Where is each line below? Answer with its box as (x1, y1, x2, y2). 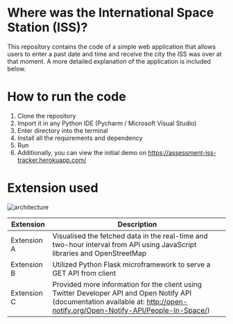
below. (7, 64, 26, 73)
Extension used (7, 180, 98, 196)
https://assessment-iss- (148, 148, 216, 156)
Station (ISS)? (7, 19, 88, 35)
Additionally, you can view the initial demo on (17, 148, 147, 156)
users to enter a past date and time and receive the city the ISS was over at (7, 50, 222, 58)
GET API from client (52, 268, 116, 278)
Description (117, 219, 157, 229)
